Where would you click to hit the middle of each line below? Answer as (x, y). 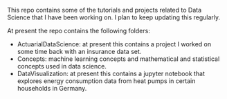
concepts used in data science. (62, 66)
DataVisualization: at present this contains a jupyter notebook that (111, 73)
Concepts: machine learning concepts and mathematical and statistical (118, 59)
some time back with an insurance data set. (79, 52)
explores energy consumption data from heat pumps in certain (106, 81)
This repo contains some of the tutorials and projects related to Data (105, 10)
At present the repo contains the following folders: (79, 31)
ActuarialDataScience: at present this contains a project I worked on (114, 44)
